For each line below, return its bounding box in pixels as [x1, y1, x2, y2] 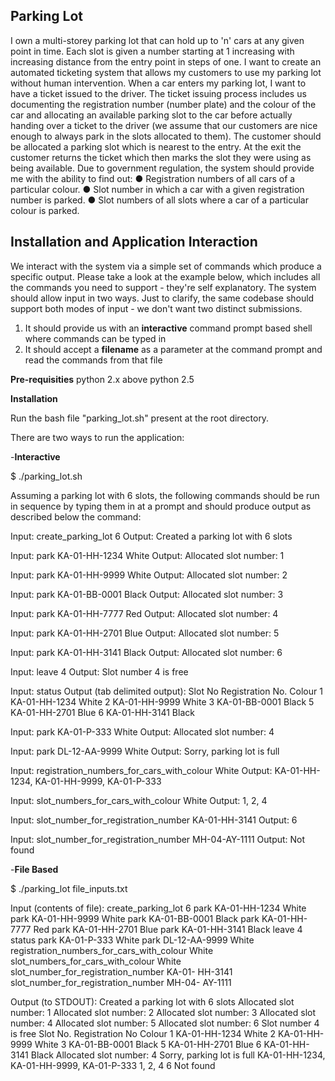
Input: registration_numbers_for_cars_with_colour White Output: [10, 764, 273, 776]
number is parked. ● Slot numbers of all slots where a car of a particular [10, 194, 309, 206]
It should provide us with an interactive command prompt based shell [24, 322, 313, 334]
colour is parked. [10, 204, 80, 216]
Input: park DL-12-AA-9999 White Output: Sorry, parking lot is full [10, 745, 280, 757]
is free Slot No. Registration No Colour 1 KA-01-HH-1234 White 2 [10, 1027, 277, 1039]
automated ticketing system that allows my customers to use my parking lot [10, 66, 322, 78]
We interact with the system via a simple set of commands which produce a [10, 260, 322, 272]
